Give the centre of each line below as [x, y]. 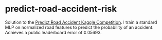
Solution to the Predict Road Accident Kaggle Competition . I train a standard [81, 22]
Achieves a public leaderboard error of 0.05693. [54, 32]
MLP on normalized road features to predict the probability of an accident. [79, 27]
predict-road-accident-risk [61, 9]
